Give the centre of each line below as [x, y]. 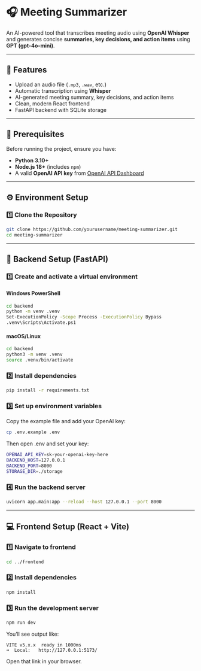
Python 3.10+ [32, 160]
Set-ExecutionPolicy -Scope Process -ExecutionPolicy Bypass [84, 317]
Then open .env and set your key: [48, 444]
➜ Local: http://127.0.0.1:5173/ [52, 650]
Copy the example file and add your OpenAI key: [66, 421]
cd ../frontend [25, 562]
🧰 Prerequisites [35, 134]
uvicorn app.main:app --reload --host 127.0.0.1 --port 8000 [84, 502]
